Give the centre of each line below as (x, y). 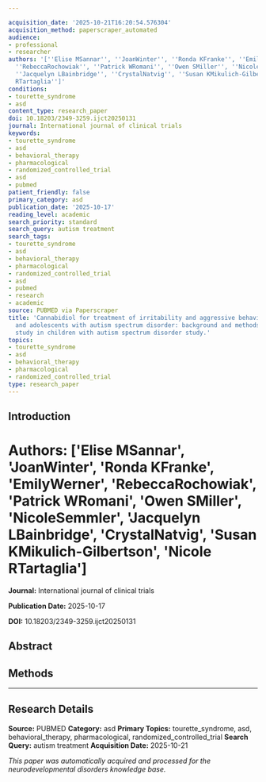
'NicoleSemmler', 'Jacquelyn (104, 518)
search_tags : (30, 237)
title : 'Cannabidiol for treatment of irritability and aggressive (122, 318)
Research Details (51, 709)
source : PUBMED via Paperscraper (63, 310)
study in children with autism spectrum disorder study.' (113, 333)
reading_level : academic (49, 214)
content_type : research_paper (58, 111)
